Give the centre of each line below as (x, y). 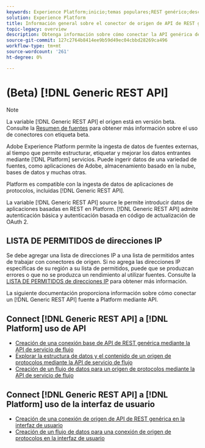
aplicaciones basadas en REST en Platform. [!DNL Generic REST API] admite (102, 208)
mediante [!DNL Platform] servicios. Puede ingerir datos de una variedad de (102, 159)
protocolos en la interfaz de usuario (60, 438)
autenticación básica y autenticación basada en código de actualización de (101, 215)
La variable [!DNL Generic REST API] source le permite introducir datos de (99, 202)
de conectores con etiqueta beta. (48, 134)
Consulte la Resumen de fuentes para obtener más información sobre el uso (102, 128)
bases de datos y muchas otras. (47, 172)
